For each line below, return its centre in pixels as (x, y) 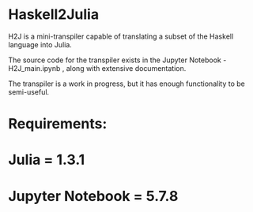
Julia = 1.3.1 (47, 160)
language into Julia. (40, 44)
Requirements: (58, 124)
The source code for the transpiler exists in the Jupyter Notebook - (117, 60)
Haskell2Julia (54, 15)
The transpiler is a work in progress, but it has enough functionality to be (126, 84)
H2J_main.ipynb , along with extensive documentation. (97, 68)
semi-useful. (29, 91)
